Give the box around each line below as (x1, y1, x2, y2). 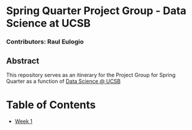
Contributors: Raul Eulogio (6, 38, 84, 46)
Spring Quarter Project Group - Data (6, 4, 187, 18)
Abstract (6, 56, 40, 66)
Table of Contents (6, 98, 96, 112)
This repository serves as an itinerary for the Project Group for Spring (6, 71, 176, 78)
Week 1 (14, 118, 33, 125)
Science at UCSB (6, 16, 91, 30)
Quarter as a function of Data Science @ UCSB (6, 78, 121, 85)
